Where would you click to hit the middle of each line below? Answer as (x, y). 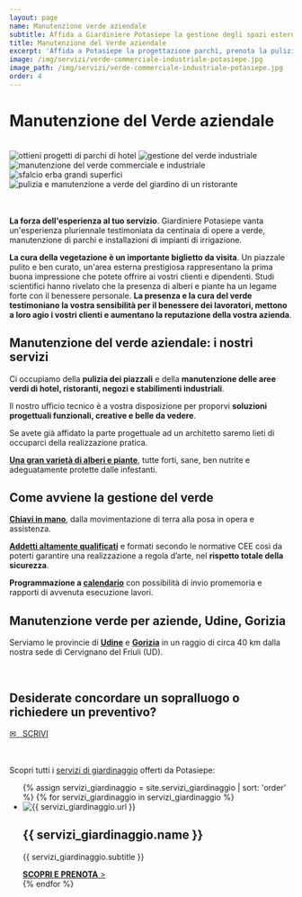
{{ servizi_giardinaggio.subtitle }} (83, 856)
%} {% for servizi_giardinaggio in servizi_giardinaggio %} (129, 797)
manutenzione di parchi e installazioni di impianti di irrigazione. (126, 240)
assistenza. (30, 529)
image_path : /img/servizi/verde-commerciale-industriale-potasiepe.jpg (146, 68)
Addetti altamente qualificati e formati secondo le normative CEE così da (146, 547)
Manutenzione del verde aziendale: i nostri (131, 343)
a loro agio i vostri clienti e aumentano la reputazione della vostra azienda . (151, 314)
